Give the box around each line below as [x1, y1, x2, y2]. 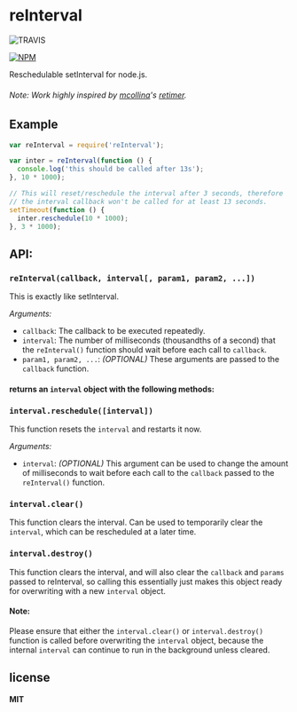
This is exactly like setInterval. [9, 291, 120, 302]
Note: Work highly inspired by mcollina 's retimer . [9, 90, 187, 100]
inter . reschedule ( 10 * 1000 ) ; [17, 214, 129, 223]
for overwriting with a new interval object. [9, 585, 167, 596]
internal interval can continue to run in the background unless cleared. [9, 645, 270, 655]
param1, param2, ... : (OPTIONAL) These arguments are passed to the [21, 354, 280, 365]
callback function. [21, 363, 90, 374]
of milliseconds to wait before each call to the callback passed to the [21, 468, 275, 479]
